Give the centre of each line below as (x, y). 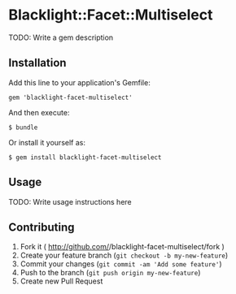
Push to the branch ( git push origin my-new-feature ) (110, 273)
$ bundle (23, 128)
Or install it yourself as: (47, 142)
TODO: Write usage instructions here (70, 201)
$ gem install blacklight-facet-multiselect (85, 157)
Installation (37, 63)
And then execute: (39, 112)
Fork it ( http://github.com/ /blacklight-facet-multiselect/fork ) (122, 247)
